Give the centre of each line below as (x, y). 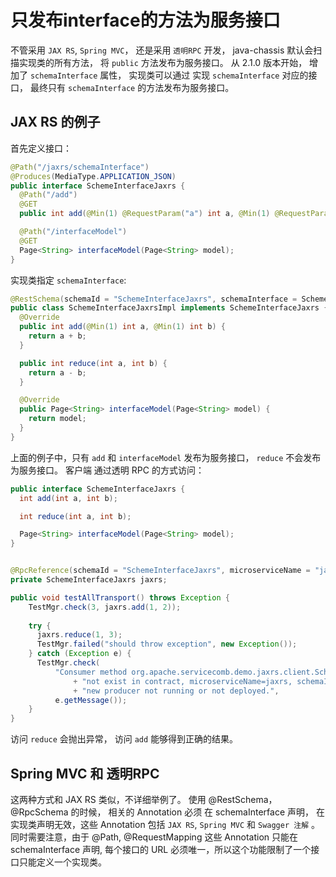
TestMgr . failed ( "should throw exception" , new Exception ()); (167, 644)
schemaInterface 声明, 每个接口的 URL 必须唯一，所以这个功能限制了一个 (161, 849)
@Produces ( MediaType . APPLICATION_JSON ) (93, 176)
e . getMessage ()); (91, 700)
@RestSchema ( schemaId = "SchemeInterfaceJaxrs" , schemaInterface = (154, 299)
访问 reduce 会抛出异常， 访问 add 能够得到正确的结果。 (124, 739)
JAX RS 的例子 (55, 122)
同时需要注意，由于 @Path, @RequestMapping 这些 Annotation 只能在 (154, 837)
